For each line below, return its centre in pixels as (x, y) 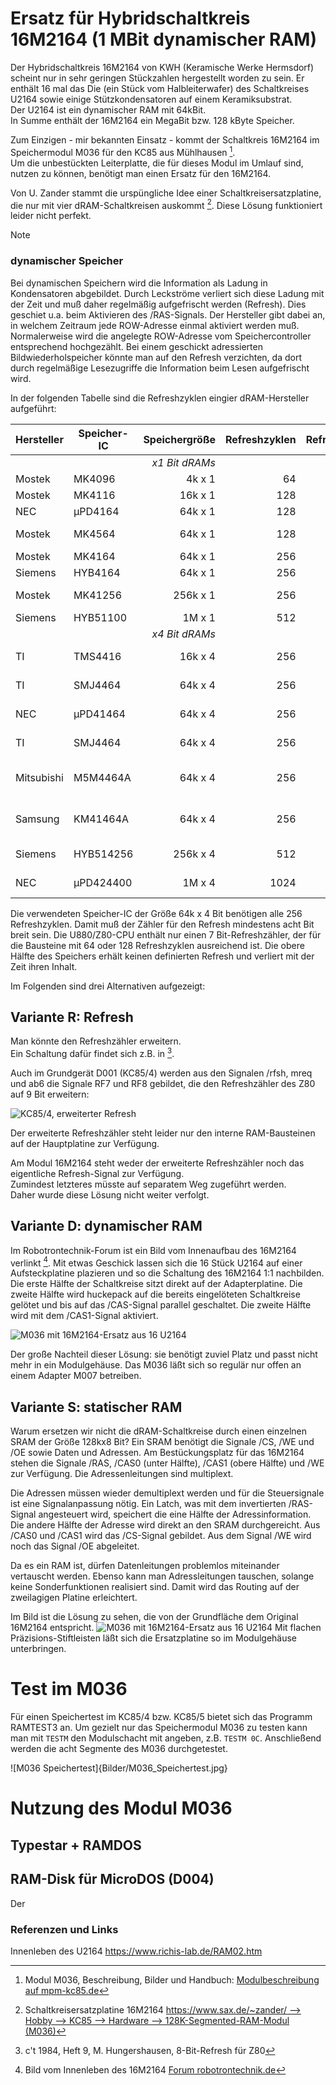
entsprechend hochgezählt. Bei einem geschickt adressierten (136, 346)
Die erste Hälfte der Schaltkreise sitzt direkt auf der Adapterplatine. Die (156, 1284)
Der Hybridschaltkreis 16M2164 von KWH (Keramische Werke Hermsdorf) (162, 67)
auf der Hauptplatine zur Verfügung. (85, 1144)
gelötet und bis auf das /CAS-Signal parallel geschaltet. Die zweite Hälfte (161, 1305)
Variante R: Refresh (72, 1017)
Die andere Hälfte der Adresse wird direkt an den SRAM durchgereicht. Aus (165, 1525)
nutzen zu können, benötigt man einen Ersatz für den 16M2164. (141, 173)
